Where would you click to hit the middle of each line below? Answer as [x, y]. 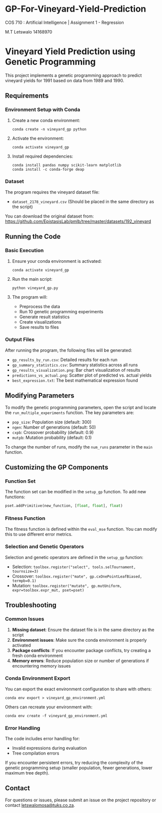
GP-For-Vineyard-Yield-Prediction [76, 9]
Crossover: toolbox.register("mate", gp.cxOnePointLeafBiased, [77, 576]
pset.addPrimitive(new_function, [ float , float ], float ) [64, 506]
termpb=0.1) [24, 581]
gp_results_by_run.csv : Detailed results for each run [65, 360]
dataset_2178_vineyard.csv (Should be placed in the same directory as [83, 201]
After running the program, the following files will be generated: [69, 350]
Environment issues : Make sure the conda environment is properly [79, 640]
